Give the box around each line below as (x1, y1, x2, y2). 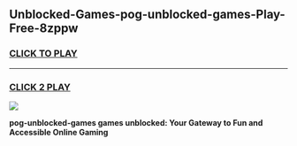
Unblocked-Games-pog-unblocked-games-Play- (9, 7, 286, 22)
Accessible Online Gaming (9, 127, 109, 137)
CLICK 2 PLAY (9, 81, 71, 93)
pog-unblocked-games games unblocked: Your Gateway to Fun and (9, 117, 263, 127)
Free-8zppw (9, 21, 79, 36)
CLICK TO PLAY (9, 48, 78, 60)
